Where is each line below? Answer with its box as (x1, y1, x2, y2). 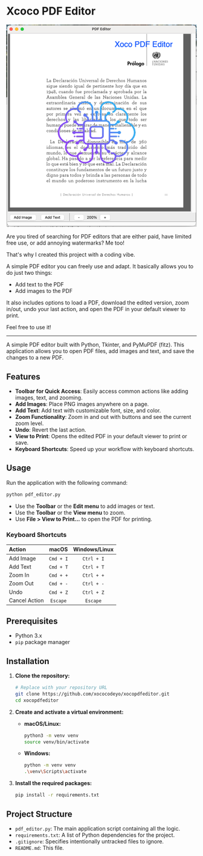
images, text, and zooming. (14, 394, 83, 401)
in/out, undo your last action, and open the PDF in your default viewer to (6, 306, 186, 313)
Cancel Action (8, 596, 44, 604)
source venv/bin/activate (24, 739, 89, 745)
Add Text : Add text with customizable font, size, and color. (14, 407, 161, 414)
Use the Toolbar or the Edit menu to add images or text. (14, 502, 155, 510)
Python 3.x (14, 632, 42, 639)
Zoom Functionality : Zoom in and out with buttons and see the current (14, 413, 192, 420)
